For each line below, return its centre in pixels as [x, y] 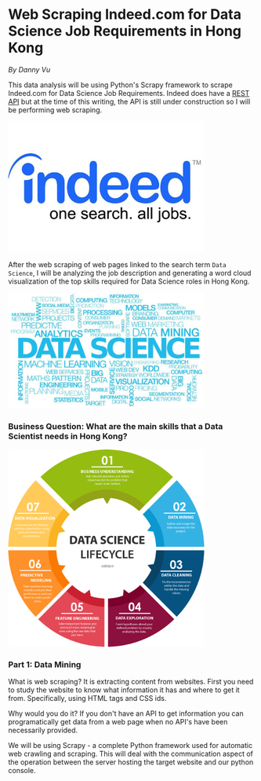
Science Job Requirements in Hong [125, 31]
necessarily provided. [43, 730]
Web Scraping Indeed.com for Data [125, 15]
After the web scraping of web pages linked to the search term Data [117, 264]
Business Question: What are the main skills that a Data [116, 427]
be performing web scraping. [55, 110]
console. [22, 770]
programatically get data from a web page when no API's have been [118, 721]
